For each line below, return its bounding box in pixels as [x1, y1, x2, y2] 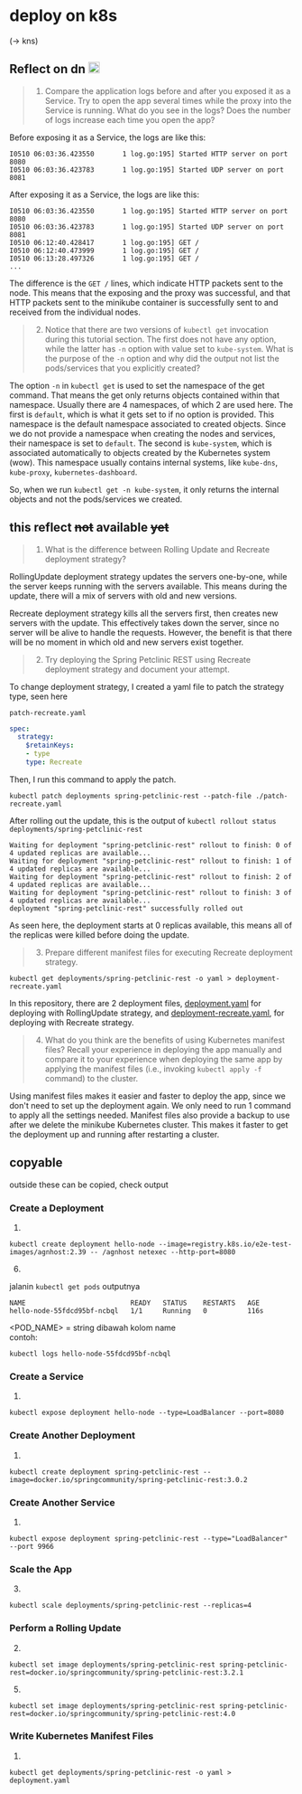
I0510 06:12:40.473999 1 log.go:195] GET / [9, 246, 200, 255]
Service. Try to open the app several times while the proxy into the [44, 95, 292, 106]
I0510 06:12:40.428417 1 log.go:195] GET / [9, 238, 200, 247]
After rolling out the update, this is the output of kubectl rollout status [9, 815, 277, 826]
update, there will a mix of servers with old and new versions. [9, 590, 237, 601]
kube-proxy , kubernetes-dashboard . [9, 467, 138, 477]
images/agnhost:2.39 [9, 1248, 87, 1257]
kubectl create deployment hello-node [9, 1240, 155, 1249]
